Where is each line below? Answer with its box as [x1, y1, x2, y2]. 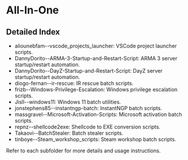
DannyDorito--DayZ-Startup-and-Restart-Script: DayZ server [14, 67, 163, 74]
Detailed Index [6, 27, 61, 37]
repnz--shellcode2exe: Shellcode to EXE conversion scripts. [14, 124, 160, 130]
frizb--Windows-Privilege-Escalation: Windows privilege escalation [14, 86, 178, 93]
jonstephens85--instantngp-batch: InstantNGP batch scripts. [14, 105, 163, 111]
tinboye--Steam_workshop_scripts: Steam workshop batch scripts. [14, 136, 176, 142]
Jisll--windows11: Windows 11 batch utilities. [14, 98, 122, 105]
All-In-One [6, 4, 59, 17]
